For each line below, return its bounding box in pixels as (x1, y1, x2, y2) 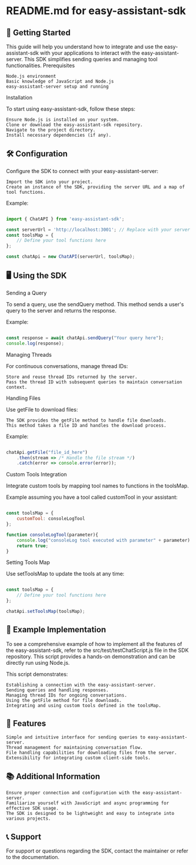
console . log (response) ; (6, 340, 65, 346)
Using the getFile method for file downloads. (6, 697, 122, 703)
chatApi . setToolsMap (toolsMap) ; (6, 608, 85, 614)
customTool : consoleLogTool (16, 516, 85, 522)
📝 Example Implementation (6, 625, 106, 635)
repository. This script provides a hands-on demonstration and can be (6, 652, 175, 660)
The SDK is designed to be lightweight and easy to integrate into (6, 811, 175, 817)
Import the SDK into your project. (6, 178, 93, 185)
